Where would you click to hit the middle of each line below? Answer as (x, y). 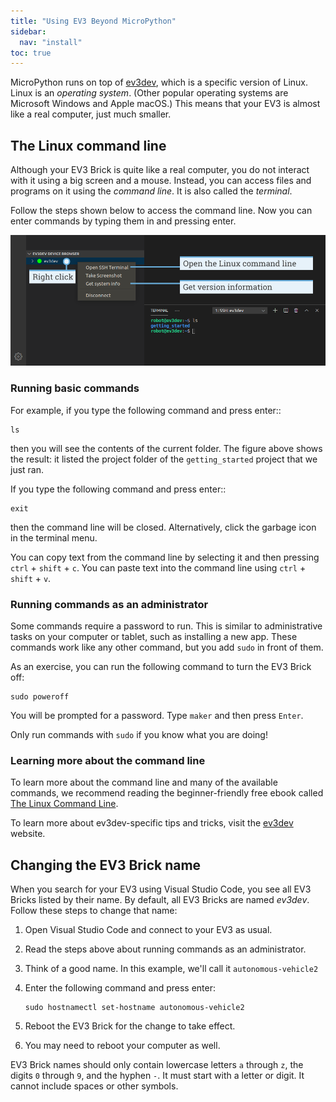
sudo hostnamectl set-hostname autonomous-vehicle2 (134, 1008)
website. (28, 834)
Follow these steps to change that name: (94, 911)
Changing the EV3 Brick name (106, 865)
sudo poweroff (40, 696)
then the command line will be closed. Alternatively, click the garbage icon (163, 527)
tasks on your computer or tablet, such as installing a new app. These (154, 636)
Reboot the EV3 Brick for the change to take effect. (130, 1026)
